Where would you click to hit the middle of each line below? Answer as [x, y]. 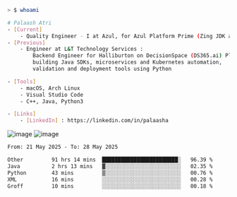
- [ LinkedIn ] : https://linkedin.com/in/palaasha [95, 121]
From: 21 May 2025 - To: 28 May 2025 [63, 147]
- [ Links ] [22, 114]
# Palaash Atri [30, 23]
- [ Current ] [25, 29]
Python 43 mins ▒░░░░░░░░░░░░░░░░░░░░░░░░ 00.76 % [110, 173]
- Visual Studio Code [51, 95]
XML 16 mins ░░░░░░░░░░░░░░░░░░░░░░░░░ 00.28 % [110, 179]
